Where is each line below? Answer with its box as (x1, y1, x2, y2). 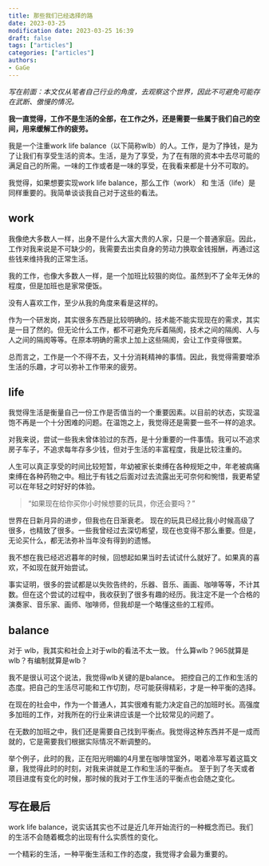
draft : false (8, 34, 52, 42)
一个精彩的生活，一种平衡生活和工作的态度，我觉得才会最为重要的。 (8, 849, 232, 859)
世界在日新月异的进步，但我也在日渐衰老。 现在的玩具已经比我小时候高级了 (8, 515, 255, 525)
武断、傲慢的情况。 (14, 97, 78, 106)
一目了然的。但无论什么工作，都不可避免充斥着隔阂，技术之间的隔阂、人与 (14, 325, 260, 335)
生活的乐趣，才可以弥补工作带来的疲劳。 (8, 362, 141, 371)
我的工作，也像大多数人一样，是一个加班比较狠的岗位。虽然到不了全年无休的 (8, 271, 260, 280)
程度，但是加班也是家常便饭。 (8, 281, 106, 291)
